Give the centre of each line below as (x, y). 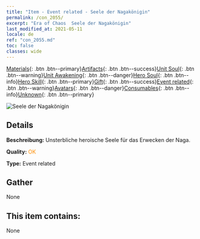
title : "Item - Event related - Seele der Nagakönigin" (78, 12)
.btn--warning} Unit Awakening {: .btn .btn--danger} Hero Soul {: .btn (90, 75)
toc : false (20, 46)
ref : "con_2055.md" (31, 40)
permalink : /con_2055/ (35, 18)
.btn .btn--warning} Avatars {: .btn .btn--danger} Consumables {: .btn (90, 88)
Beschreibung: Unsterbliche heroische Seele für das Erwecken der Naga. (98, 140)
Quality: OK (21, 152)
